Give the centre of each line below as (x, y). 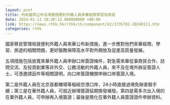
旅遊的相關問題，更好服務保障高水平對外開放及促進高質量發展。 (80, 50)
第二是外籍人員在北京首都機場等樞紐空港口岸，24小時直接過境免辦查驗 (79, 85)
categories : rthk (24, 29)
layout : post (19, 10)
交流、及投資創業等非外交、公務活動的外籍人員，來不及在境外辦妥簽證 (82, 67)
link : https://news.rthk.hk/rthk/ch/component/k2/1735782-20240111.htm (82, 24)
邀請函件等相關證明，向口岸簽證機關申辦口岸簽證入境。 (80, 74)
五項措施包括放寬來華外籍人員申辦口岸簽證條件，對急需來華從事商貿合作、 (83, 61)
